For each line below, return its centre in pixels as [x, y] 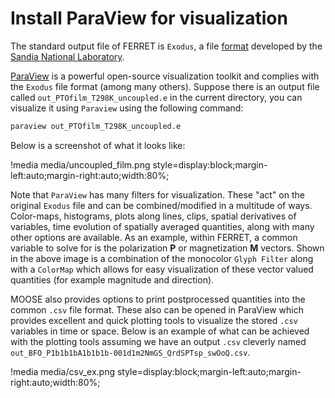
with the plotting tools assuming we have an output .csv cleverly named [158, 341]
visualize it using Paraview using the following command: [127, 108]
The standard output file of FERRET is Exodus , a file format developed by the [166, 46]
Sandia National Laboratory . [67, 56]
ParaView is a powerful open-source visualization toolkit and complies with [165, 76]
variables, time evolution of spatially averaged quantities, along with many [162, 226]
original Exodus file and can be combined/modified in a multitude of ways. [161, 205]
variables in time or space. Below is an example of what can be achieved [160, 331]
